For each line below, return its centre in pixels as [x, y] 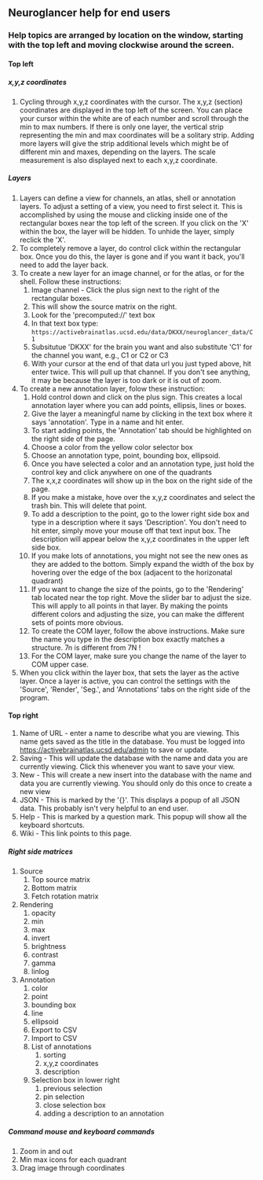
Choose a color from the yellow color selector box [112, 447]
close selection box [74, 1105]
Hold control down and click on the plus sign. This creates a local [137, 397]
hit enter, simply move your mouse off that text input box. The [131, 531]
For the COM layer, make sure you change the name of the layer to [139, 656]
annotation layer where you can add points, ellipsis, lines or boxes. [139, 405]
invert [40, 938]
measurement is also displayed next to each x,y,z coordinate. [119, 160]
